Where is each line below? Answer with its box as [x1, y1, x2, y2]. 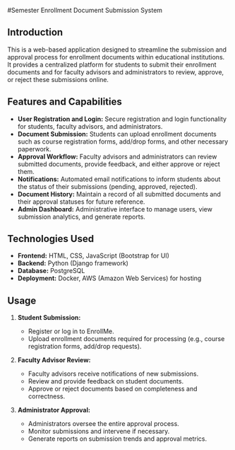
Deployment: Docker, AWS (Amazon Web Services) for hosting [17, 274, 202, 282]
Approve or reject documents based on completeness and [28, 385, 198, 393]
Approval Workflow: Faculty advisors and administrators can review [17, 152, 217, 161]
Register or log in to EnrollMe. [28, 327, 114, 335]
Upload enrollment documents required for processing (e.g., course [28, 335, 225, 343]
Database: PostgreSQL [17, 267, 85, 275]
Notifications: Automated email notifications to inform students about [17, 175, 221, 183]
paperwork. [17, 144, 52, 153]
